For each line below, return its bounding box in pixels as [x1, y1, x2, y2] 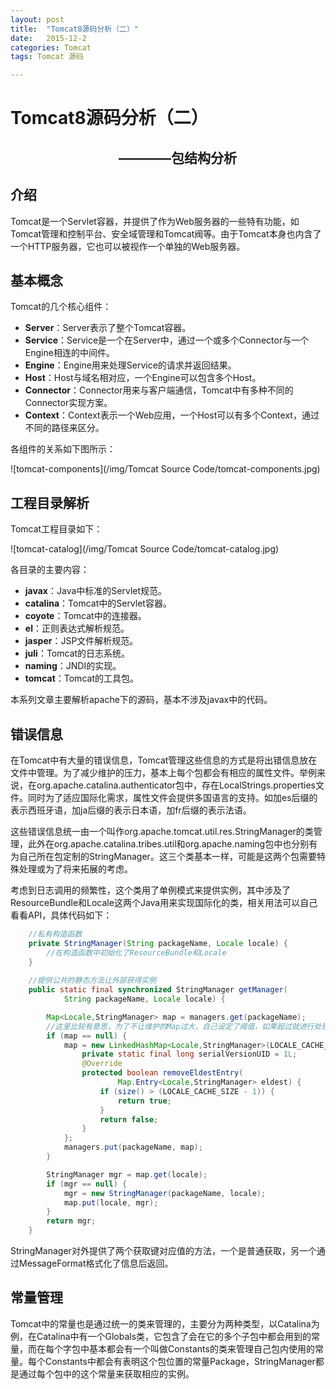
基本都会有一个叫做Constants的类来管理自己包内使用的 [88, 1342, 315, 1355]
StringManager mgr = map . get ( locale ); [46, 1169, 208, 1180]
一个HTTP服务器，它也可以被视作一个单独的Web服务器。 [10, 240, 246, 252]
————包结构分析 [118, 149, 237, 166]
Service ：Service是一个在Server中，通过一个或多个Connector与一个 [24, 334, 310, 346]
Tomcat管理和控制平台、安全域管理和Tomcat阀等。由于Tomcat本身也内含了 [10, 227, 322, 240]
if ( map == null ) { [46, 1031, 128, 1041]
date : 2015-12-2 [10, 33, 87, 43]
